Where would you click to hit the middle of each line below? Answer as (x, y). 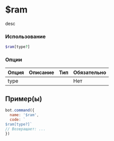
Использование (25, 36)
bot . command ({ (20, 110)
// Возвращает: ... (25, 129)
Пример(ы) (24, 99)
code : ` (18, 119)
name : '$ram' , (24, 115)
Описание (41, 72)
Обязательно (90, 72)
